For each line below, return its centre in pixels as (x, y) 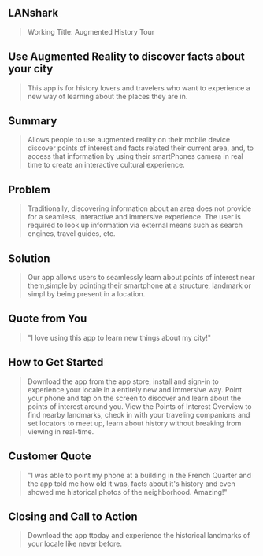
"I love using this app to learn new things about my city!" (119, 337)
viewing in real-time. (61, 431)
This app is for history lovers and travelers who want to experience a (139, 88)
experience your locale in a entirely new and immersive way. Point (135, 389)
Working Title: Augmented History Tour (91, 31)
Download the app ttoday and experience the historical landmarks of (139, 536)
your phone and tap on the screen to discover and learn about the (134, 398)
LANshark (33, 13)
